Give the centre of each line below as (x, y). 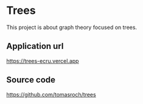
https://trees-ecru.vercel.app (43, 60)
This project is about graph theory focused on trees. (72, 27)
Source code (31, 80)
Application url (35, 46)
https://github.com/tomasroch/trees (51, 94)
